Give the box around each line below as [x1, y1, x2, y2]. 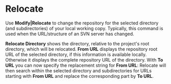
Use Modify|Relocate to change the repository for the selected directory [5, 20, 159, 26]
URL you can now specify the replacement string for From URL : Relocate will [5, 62, 166, 68]
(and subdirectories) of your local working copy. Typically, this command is [5, 25, 163, 31]
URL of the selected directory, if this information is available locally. [5, 51, 147, 58]
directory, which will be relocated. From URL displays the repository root [5, 46, 158, 52]
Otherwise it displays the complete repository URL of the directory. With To [5, 57, 163, 63]
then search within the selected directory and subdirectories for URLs [5, 67, 152, 74]
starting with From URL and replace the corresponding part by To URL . [5, 73, 154, 79]
